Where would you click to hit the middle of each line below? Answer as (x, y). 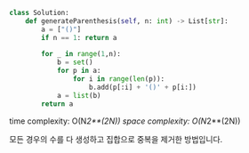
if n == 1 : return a (79, 37)
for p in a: (79, 71)
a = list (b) (79, 95)
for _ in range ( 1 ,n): (81, 54)
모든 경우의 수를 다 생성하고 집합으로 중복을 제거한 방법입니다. (116, 139)
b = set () (75, 62)
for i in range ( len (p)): (119, 79)
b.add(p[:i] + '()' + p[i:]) (143, 87)
